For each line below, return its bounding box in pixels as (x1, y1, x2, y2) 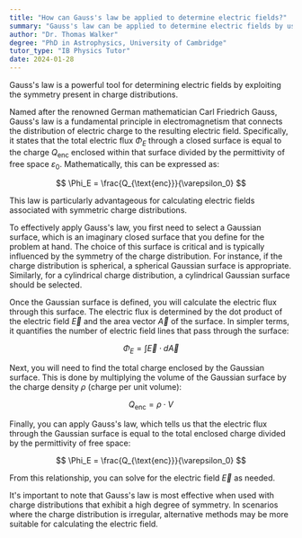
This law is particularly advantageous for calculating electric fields (9, 195, 255, 207)
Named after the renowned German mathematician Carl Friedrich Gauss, (9, 107, 278, 117)
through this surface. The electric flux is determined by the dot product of (9, 306, 283, 317)
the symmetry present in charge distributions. (9, 89, 178, 100)
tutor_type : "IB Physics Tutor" (9, 47, 130, 56)
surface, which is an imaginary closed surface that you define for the (9, 232, 265, 243)
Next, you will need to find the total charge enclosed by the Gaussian (9, 363, 265, 374)
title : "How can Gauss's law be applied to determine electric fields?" (9, 13, 288, 22)
